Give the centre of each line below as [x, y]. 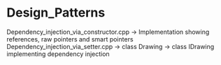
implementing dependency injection [58, 54]
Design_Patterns [56, 13]
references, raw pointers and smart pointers [70, 39]
